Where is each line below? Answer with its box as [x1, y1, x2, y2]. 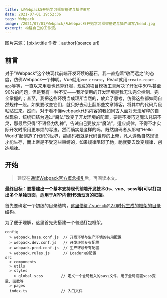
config [5, 229, 19, 234]
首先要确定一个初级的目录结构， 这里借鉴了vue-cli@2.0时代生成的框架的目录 [5, 202, 161, 208]
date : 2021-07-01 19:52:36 [5, 12, 61, 17]
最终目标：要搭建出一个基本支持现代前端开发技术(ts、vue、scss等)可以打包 [5, 185, 161, 192]
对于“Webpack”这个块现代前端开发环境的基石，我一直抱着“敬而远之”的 [5, 70, 150, 76]
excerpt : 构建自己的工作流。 [5, 26, 59, 31]
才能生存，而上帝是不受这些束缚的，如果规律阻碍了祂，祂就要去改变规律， [5, 139, 158, 145]
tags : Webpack [5, 16, 35, 21]
